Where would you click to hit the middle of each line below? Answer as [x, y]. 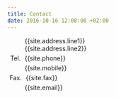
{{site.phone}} [45, 58]
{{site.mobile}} [46, 67]
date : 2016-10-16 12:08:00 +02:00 [58, 21]
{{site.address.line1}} [55, 40]
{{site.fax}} [42, 77]
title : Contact [30, 14]
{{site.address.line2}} [56, 48]
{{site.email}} [44, 87]
